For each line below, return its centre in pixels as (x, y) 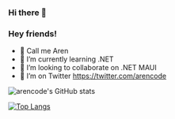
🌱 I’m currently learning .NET (67, 59)
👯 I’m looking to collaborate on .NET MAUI (88, 68)
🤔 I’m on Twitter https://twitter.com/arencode (93, 76)
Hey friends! (33, 33)
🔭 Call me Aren (44, 51)
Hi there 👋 (28, 13)
